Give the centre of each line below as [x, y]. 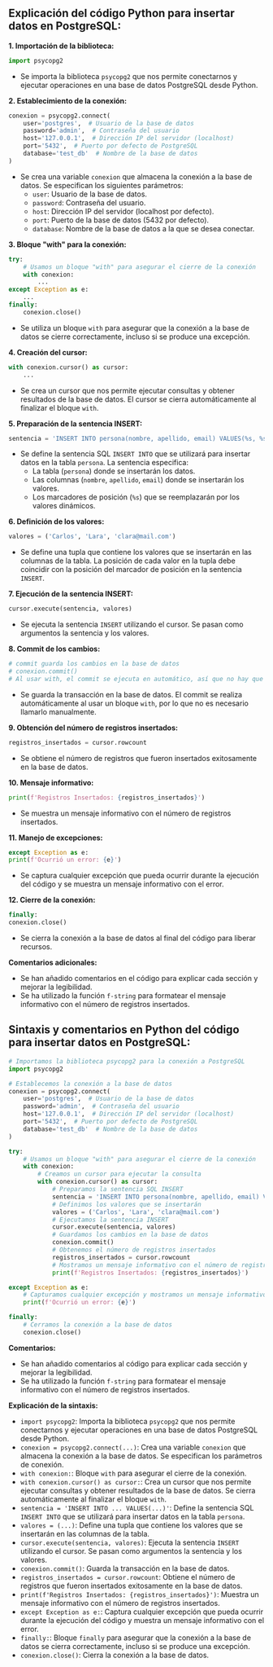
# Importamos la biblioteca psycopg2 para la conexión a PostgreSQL [127, 1061]
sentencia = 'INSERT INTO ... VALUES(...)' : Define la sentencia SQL [137, 1507]
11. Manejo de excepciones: [56, 838]
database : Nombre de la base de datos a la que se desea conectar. [143, 228]
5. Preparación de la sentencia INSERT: [76, 424]
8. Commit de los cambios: [54, 649]
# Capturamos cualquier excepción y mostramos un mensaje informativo [145, 1295]
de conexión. [42, 1464]
